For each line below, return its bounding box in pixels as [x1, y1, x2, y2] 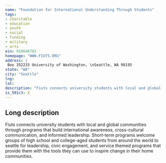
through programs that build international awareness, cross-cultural [5, 127, 144, 133]
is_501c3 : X [5, 90, 30, 95]
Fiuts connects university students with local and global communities [5, 122, 147, 128]
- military [5, 40, 28, 45]
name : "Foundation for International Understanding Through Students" [5, 7, 155, 12]
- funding [5, 35, 26, 40]
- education [5, 21, 30, 26]
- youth [5, 26, 21, 31]
